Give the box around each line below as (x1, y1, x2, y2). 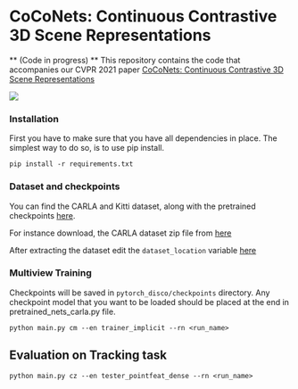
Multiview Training (9, 267, 92, 279)
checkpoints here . (9, 210, 76, 220)
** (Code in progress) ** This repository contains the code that (9, 54, 241, 65)
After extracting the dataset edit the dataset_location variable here (9, 244, 257, 255)
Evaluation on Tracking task (9, 348, 168, 363)
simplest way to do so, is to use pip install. (9, 143, 165, 153)
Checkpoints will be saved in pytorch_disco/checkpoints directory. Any (9, 287, 270, 298)
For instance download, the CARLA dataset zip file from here (9, 228, 232, 238)
